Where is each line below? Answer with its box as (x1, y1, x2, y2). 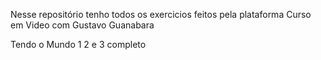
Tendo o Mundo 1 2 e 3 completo (10, 39, 147, 50)
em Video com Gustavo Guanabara (10, 19, 155, 31)
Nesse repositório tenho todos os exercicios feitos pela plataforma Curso (10, 9, 312, 20)
